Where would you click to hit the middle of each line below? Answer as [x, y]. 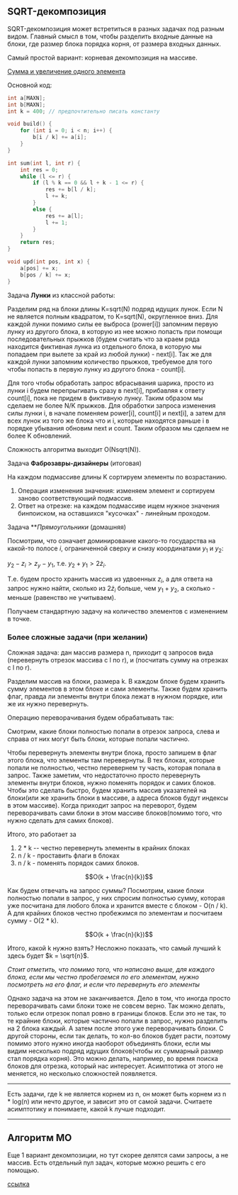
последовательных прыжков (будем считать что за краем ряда [104, 339]
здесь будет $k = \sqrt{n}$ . [48, 956]
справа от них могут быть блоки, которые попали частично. [98, 739]
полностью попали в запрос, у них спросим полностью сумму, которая [116, 898]
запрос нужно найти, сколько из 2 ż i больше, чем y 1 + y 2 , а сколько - [111, 589]
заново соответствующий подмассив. [75, 498]
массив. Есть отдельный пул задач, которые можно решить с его [107, 1162]
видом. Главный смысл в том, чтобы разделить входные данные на [110, 36]
